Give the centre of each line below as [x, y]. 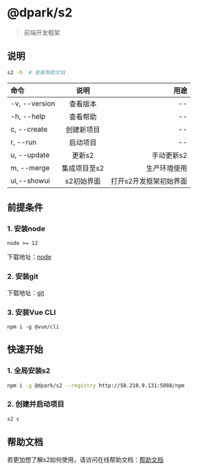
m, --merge [30, 167]
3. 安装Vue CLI [31, 312]
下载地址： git [26, 292]
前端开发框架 [42, 32]
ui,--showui [30, 180]
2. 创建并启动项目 [36, 404]
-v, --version [33, 103]
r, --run [24, 142]
